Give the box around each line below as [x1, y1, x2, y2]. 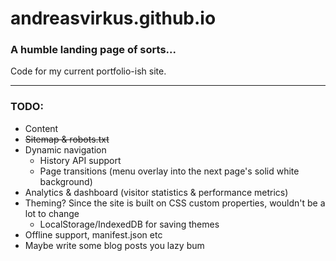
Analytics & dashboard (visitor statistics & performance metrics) [24, 186, 289, 198]
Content [24, 122, 59, 134]
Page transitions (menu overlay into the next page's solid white [39, 165, 300, 177]
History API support [39, 154, 122, 166]
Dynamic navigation [24, 143, 107, 156]
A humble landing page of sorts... [10, 43, 177, 57]
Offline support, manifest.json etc [24, 228, 163, 241]
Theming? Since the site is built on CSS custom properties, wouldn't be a [24, 197, 326, 209]
